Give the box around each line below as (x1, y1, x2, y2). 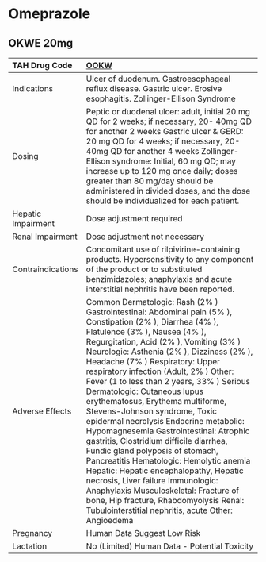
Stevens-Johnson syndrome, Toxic (85, 406, 218, 417)
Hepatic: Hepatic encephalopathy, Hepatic (85, 465, 244, 476)
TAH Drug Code (12, 60, 73, 71)
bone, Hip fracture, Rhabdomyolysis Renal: (85, 495, 245, 506)
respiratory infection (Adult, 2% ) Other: (85, 366, 234, 377)
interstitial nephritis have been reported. (85, 283, 235, 294)
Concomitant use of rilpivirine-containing (85, 244, 240, 255)
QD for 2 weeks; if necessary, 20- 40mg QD (85, 116, 252, 127)
